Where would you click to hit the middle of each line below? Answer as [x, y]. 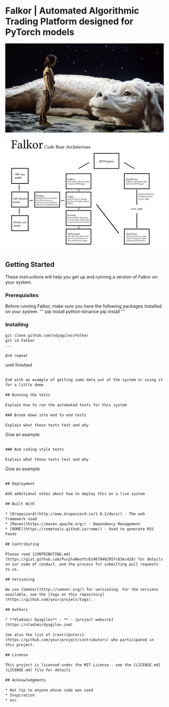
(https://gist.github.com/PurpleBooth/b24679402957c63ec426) [71, 559]
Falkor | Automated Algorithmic [72, 11]
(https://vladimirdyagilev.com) [39, 625]
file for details [53, 670]
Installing [17, 324]
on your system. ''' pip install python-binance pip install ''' [65, 311]
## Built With [20, 504]
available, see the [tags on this [41, 595]
